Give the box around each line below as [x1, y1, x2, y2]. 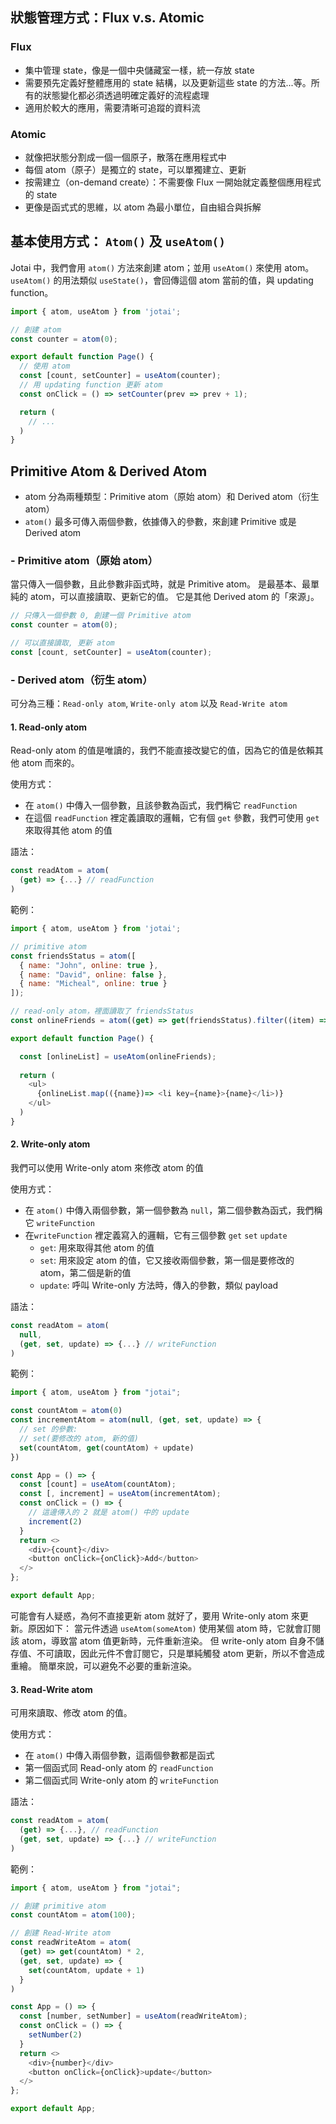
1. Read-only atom [10, 721, 88, 733]
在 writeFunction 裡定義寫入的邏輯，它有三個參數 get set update [24, 1229, 288, 1241]
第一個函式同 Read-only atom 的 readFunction [24, 1762, 214, 1774]
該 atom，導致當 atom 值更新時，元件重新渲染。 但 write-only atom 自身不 [10, 1634, 316, 1647]
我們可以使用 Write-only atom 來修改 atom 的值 [10, 1161, 204, 1173]
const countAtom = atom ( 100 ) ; [10, 1910, 137, 1920]
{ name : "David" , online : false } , [19, 969, 168, 980]
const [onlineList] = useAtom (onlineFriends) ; [19, 1051, 217, 1062]
